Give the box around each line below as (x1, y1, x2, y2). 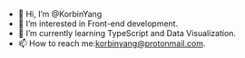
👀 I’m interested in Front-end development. (17, 18, 179, 29)
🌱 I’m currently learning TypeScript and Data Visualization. (17, 28, 237, 38)
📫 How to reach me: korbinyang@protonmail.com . (17, 38, 206, 49)
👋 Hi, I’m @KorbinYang (17, 9, 103, 19)
